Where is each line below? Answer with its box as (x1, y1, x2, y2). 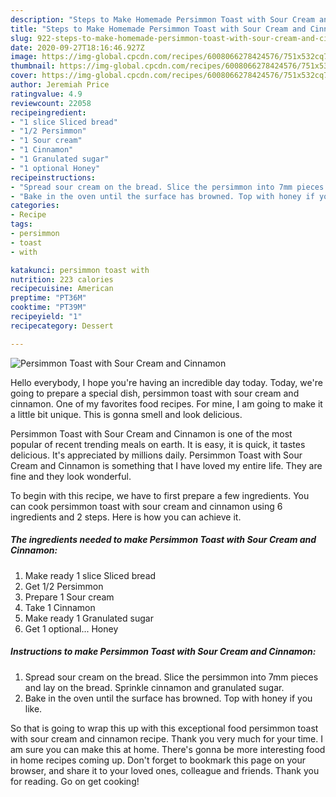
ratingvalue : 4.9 (10, 89, 83, 99)
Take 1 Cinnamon (24, 601, 96, 613)
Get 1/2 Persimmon (24, 580, 104, 592)
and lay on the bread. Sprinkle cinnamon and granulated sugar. (24, 681, 285, 693)
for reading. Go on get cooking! (10, 775, 140, 787)
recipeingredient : (10, 107, 87, 118)
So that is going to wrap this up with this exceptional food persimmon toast (10, 722, 319, 734)
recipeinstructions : (10, 172, 97, 183)
